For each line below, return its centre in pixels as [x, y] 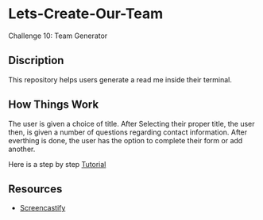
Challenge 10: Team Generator [58, 36]
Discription [36, 61]
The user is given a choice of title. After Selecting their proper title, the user [131, 123]
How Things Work [54, 105]
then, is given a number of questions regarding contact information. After [128, 132]
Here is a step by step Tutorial [57, 164]
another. [22, 149]
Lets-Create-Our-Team [86, 14]
